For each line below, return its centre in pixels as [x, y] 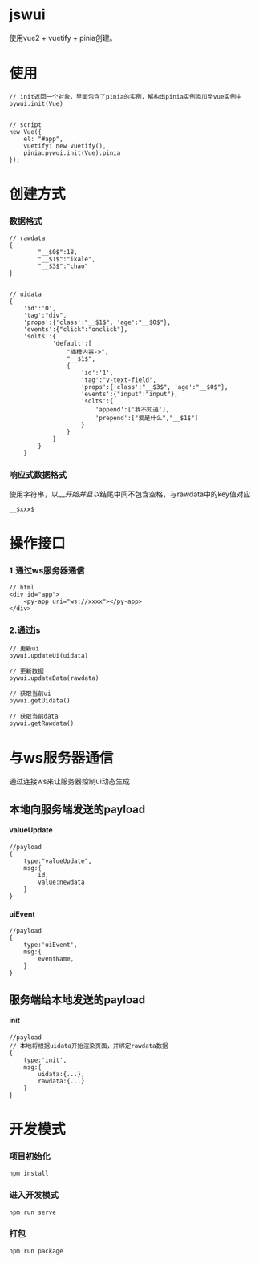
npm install [29, 1174]
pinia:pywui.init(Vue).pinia [72, 153]
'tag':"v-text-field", [119, 380]
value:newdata [61, 882]
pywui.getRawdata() [42, 723]
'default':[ [72, 344]
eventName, [56, 959]
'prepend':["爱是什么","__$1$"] [147, 419]
